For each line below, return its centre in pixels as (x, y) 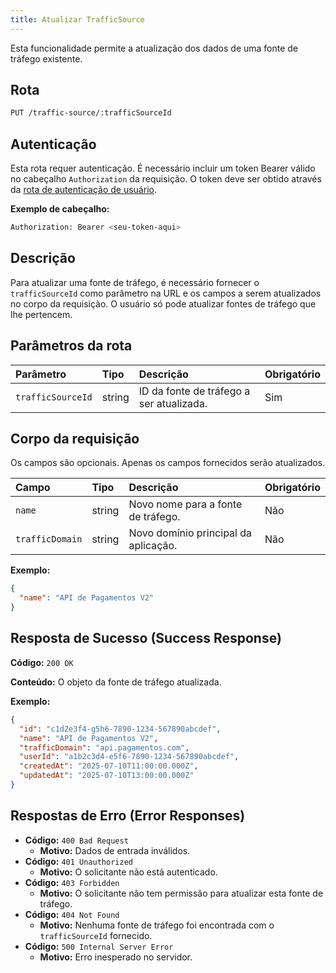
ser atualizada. (173, 403)
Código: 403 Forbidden (72, 882)
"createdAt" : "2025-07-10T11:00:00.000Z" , (109, 766)
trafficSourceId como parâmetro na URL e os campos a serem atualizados (166, 293)
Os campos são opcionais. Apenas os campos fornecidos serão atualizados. (168, 463)
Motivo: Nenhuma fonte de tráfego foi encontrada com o (157, 925)
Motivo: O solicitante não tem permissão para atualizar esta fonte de (181, 893)
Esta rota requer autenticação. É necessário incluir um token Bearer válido (163, 168)
